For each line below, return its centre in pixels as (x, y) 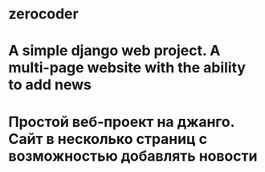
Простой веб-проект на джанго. (122, 122)
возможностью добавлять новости (133, 156)
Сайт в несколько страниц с (108, 139)
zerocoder (43, 14)
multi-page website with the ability (127, 68)
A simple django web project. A (114, 51)
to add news (50, 85)
